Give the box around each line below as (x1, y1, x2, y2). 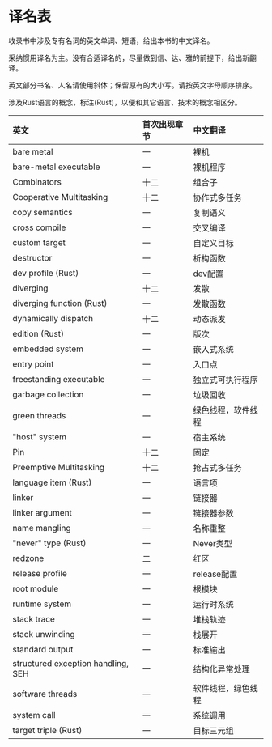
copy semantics (12, 206, 73, 218)
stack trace (12, 613, 55, 624)
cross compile (12, 222, 66, 233)
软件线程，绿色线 (193, 682, 258, 694)
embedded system (12, 343, 83, 354)
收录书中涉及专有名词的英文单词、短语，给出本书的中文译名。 (8, 36, 215, 45)
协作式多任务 (193, 192, 242, 203)
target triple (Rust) (12, 724, 83, 736)
